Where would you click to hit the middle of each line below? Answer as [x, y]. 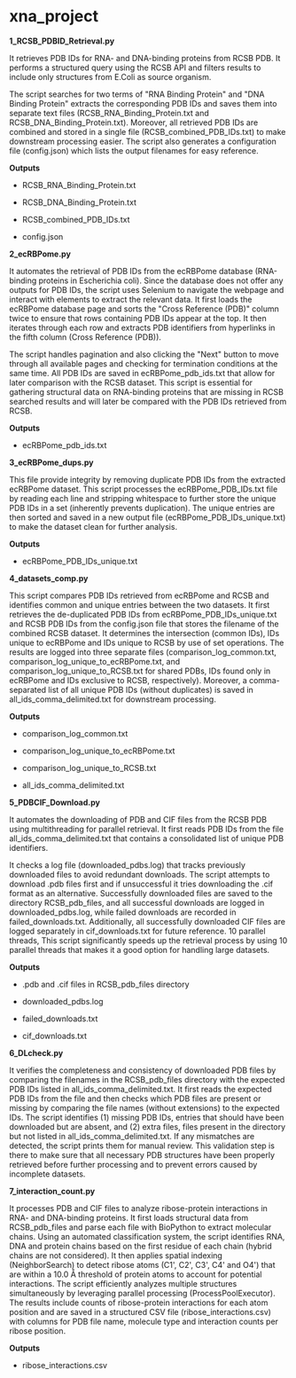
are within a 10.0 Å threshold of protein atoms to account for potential [136, 1274]
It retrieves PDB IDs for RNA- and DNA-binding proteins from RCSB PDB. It [145, 58]
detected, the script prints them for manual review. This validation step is [142, 1146]
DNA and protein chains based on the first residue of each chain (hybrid [140, 1246]
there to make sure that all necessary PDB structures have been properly [142, 1154]
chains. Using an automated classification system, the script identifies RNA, [147, 1236]
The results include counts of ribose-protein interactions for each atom [139, 1303]
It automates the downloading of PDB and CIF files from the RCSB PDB [138, 819]
